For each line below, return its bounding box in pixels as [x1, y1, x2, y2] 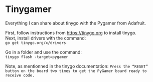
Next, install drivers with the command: [5, 35, 86, 41]
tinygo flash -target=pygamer [5, 54, 69, 59]
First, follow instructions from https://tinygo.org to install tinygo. [5, 29, 137, 35]
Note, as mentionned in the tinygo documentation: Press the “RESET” [5, 63, 148, 69]
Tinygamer [5, 3, 52, 15]
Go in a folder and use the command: [5, 49, 82, 55]
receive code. [5, 72, 35, 78]
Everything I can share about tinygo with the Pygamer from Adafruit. [5, 20, 146, 26]
